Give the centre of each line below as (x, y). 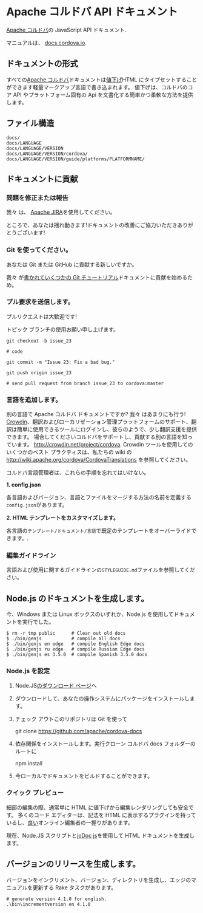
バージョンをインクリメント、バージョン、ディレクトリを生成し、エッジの (99, 880)
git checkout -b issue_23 (39, 341)
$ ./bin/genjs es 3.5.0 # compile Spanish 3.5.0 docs (77, 655)
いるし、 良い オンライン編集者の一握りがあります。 (70, 822)
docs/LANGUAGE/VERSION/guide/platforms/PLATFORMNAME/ (76, 159)
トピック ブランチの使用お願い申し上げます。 (63, 329)
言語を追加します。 (34, 400)
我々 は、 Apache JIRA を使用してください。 (61, 212)
